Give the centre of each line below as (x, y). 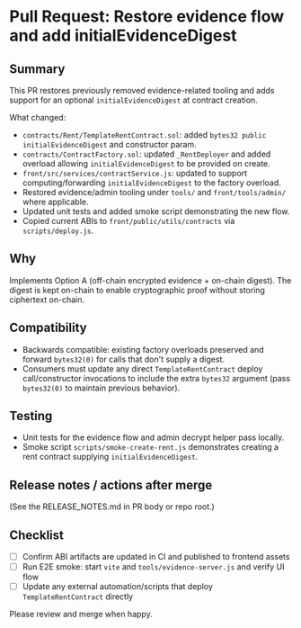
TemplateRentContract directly (77, 597)
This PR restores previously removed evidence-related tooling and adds (142, 90)
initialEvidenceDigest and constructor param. (109, 144)
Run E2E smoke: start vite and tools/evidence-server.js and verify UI (153, 567)
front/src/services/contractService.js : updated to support (135, 173)
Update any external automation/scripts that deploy (118, 587)
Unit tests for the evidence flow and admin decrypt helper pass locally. (153, 437)
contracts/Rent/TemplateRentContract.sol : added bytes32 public (144, 135)
